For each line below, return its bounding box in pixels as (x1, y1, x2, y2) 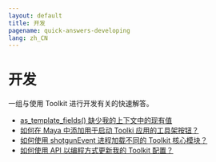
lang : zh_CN (8, 34, 48, 42)
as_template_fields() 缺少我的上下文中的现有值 (19, 116, 173, 125)
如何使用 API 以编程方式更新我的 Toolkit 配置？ (19, 145, 174, 156)
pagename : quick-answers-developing (8, 26, 130, 34)
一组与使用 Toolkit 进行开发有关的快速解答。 (8, 99, 154, 109)
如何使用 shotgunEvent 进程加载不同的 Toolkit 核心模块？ (19, 136, 208, 145)
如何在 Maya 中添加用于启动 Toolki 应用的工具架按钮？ (19, 125, 199, 136)
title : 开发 (8, 19, 46, 27)
